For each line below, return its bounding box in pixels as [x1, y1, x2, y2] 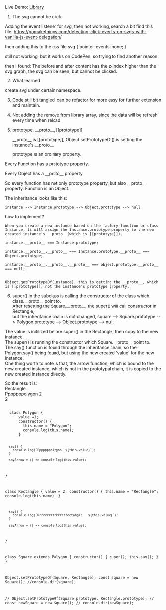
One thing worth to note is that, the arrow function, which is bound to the [5, 360, 154, 366]
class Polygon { [9, 410, 43, 415]
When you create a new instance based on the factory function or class [5, 223, 159, 228]
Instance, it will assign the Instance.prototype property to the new [5, 228, 154, 232]
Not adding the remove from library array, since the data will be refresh [12, 112, 158, 118]
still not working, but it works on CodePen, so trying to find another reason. [5, 53, 159, 59]
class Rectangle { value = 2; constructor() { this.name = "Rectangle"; [5, 489, 159, 494]
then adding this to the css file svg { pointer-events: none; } [5, 44, 127, 49]
